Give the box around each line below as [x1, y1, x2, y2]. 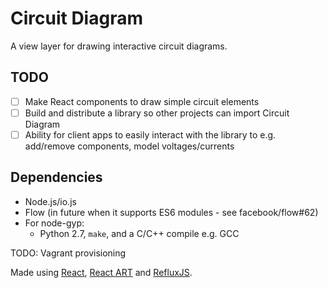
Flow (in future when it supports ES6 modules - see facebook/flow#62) [24, 206, 319, 218]
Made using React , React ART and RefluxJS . [10, 266, 193, 278]
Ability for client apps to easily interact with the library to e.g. [24, 128, 277, 141]
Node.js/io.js [24, 195, 77, 207]
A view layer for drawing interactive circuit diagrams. [10, 40, 228, 52]
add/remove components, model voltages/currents [24, 140, 235, 152]
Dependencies [10, 169, 103, 186]
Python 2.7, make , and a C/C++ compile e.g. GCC [39, 227, 240, 239]
